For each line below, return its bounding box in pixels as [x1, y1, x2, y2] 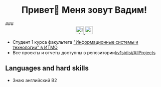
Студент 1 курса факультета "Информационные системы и [12, 39, 139, 45]
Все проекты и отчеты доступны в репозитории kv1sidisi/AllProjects [12, 49, 156, 56]
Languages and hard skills [5, 64, 89, 73]
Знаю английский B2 [12, 77, 57, 83]
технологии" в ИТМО [12, 44, 58, 50]
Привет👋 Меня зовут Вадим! [21, 4, 147, 16]
